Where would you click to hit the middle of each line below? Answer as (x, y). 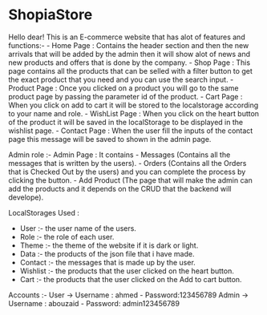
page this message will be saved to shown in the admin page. (110, 139)
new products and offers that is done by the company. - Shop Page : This (129, 63)
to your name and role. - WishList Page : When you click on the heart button (133, 113)
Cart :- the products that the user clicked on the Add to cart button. (131, 279)
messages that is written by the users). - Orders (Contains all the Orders (127, 163)
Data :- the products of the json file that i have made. (107, 253)
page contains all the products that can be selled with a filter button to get (130, 71)
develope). (26, 197)
